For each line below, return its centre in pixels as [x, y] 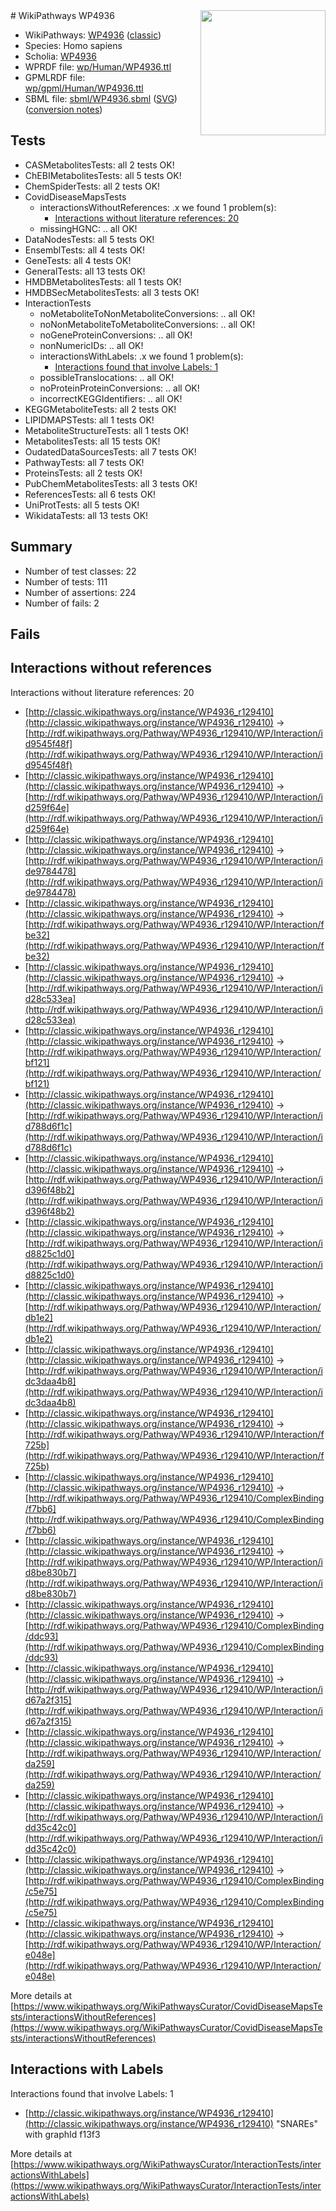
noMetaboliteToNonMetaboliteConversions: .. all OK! [147, 313]
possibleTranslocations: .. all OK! [107, 377]
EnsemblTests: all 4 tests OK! [85, 250]
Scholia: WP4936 [60, 56]
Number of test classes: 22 [80, 571]
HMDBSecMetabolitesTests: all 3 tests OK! [112, 292]
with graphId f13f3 [62, 2134]
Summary [41, 547]
